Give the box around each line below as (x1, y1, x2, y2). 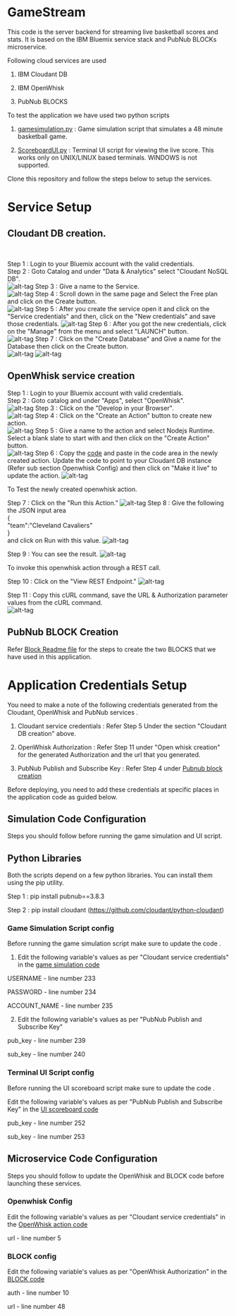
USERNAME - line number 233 (7, 974, 97, 983)
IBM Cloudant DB (17, 70, 68, 78)
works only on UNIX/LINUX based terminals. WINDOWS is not (17, 153, 197, 162)
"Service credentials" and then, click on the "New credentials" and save (7, 312, 216, 320)
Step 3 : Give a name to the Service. (35, 282, 139, 290)
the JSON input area (7, 506, 67, 514)
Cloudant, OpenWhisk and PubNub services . (7, 708, 139, 716)
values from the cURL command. (7, 598, 103, 607)
